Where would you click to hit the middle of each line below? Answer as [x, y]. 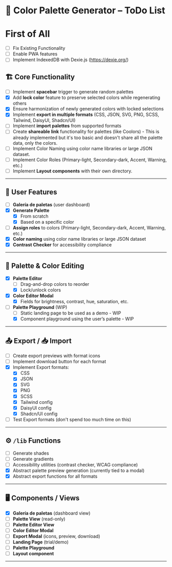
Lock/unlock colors [41, 290]
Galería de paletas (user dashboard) [51, 204]
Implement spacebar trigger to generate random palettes [73, 92]
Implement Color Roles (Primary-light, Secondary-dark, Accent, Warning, [90, 160]
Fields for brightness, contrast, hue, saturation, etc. [74, 301]
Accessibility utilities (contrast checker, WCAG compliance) [75, 464]
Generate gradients [33, 459]
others [19, 103]
